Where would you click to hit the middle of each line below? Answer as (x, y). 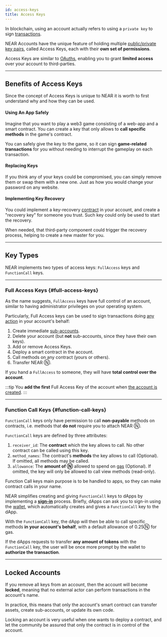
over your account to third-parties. (41, 64)
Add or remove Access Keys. (42, 347)
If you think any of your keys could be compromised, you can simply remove (83, 176)
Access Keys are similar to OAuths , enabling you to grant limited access (79, 58)
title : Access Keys (25, 14)
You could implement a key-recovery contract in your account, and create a (83, 210)
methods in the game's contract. (39, 134)
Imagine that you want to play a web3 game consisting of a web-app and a (82, 123)
